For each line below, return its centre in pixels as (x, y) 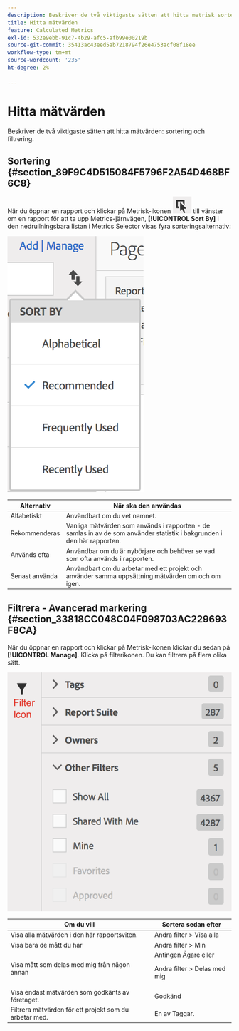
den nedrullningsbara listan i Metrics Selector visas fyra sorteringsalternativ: (119, 226)
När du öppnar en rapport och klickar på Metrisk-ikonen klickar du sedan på (119, 647)
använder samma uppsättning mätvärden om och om (143, 576)
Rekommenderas (35, 533)
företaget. (25, 1000)
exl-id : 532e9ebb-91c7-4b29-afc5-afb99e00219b (78, 38)
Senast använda (34, 576)
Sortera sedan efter (192, 925)
